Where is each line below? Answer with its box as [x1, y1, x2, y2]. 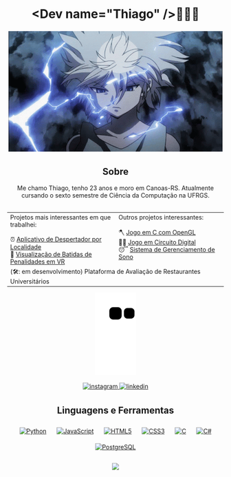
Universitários [10, 277, 49, 285]
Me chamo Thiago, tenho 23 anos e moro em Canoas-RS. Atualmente [16, 184, 214, 192]
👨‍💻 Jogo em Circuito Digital [118, 237, 196, 246]
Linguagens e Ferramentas [56, 404, 175, 416]
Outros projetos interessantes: [118, 213, 204, 221]
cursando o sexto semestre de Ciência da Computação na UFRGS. [21, 191, 210, 199]
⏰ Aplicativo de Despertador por [10, 235, 102, 243]
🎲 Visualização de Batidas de [10, 250, 92, 258]
